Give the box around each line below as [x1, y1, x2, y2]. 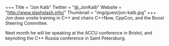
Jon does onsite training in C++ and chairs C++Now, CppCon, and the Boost [5, 15, 164, 20]
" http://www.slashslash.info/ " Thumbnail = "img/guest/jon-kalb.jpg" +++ [5, 9, 156, 15]
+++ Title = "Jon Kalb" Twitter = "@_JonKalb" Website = [5, 4, 122, 10]
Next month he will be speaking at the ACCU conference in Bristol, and [5, 30, 152, 35]
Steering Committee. [5, 20, 48, 26]
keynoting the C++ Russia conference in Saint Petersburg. [5, 35, 126, 41]
